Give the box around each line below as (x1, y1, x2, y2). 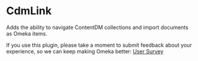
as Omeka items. (6, 30, 48, 37)
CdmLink (6, 4, 52, 18)
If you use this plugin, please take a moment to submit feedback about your (6, 41, 193, 49)
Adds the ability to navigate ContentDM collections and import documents (6, 24, 188, 31)
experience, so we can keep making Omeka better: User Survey (6, 47, 164, 54)
